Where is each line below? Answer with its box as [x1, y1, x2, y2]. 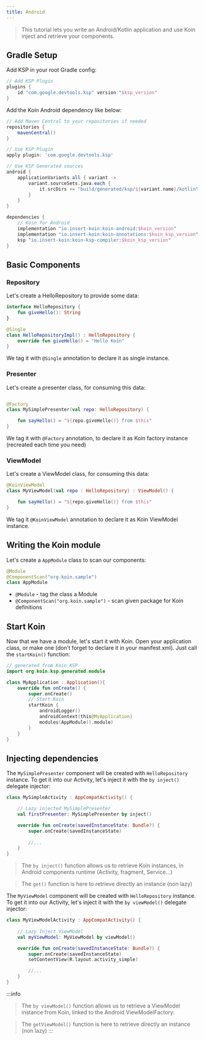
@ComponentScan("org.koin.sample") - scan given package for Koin [15, 597, 184, 605]
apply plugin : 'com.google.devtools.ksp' [6, 152, 114, 158]
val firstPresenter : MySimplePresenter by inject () [17, 811, 152, 817]
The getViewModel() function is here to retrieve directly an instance [21, 1020, 191, 1028]
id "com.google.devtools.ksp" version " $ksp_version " [17, 90, 157, 96]
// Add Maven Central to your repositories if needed [6, 118, 147, 124]
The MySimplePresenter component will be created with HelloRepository [6, 770, 188, 777]
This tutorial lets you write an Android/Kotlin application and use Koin [21, 26, 196, 33]
